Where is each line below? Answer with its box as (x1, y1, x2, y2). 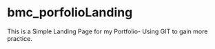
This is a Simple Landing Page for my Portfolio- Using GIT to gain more (7, 27, 208, 35)
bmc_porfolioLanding (7, 5, 133, 20)
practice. (7, 34, 32, 42)
